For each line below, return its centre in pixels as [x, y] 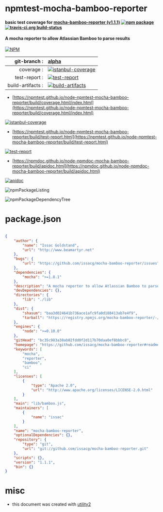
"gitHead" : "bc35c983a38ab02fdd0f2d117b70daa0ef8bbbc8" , [73, 340]
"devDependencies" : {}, [38, 291]
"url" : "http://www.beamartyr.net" [58, 250]
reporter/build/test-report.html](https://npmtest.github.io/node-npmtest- [84, 137]
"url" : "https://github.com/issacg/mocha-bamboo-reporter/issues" [91, 264]
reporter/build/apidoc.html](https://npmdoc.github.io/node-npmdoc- [81, 166]
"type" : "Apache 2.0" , [54, 385]
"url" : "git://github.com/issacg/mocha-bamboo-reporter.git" [86, 449]
